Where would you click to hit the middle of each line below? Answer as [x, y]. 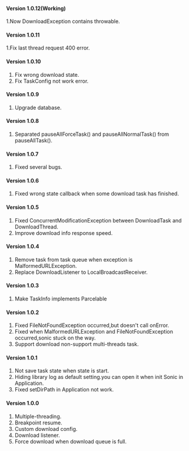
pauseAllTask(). [34, 140]
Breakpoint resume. [39, 423]
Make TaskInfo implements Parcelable [61, 299]
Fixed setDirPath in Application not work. [64, 390]
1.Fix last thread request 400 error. [48, 48]
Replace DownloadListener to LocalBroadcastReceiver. [81, 272]
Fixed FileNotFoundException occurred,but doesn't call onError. [92, 325]
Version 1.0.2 [23, 312]
